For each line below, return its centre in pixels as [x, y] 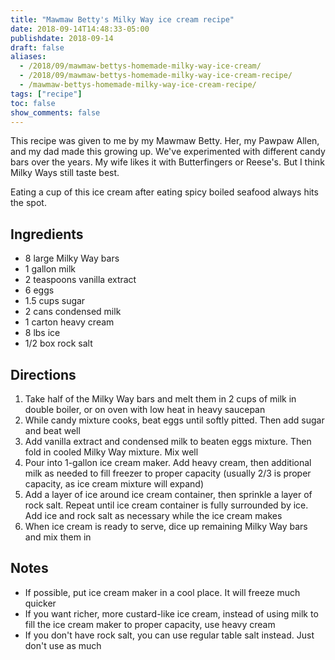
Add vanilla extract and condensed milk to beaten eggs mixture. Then [168, 441]
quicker [40, 603]
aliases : [28, 57]
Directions [43, 374]
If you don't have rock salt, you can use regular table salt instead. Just [169, 635]
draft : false [37, 47]
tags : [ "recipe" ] [46, 94]
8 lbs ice [42, 333]
